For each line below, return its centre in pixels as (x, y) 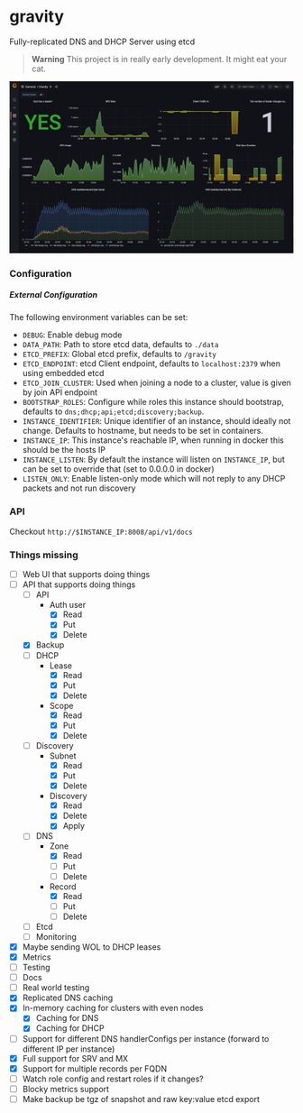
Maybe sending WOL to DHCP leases (92, 947)
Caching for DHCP (70, 1028)
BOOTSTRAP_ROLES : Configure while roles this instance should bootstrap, (153, 402)
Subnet (63, 756)
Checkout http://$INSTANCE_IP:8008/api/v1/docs (101, 531)
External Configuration (53, 295)
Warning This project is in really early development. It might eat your (159, 59)
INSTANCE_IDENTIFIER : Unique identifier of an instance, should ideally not (156, 421)
